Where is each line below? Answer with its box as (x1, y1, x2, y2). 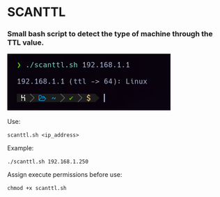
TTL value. (7, 38, 44, 47)
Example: (7, 144, 34, 152)
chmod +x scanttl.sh (7, 185, 68, 192)
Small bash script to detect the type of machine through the (7, 29, 213, 39)
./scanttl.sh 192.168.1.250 (7, 158, 89, 166)
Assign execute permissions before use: (7, 171, 123, 179)
